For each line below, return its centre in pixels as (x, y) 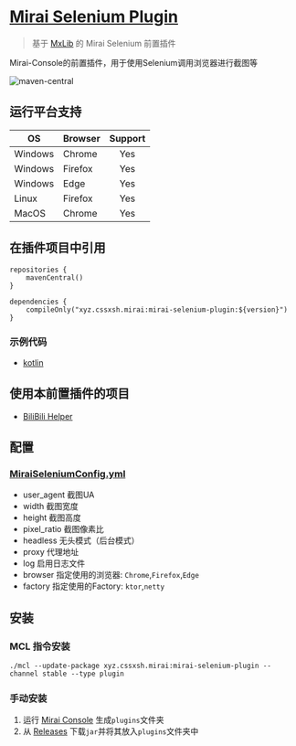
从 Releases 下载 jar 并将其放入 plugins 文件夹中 (111, 731)
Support (127, 138)
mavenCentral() (55, 277)
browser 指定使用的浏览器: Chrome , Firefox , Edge (111, 575)
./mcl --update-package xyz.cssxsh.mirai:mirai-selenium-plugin (134, 666)
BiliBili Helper (48, 416)
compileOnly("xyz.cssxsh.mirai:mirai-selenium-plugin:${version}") (157, 309)
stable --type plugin (84, 674)
